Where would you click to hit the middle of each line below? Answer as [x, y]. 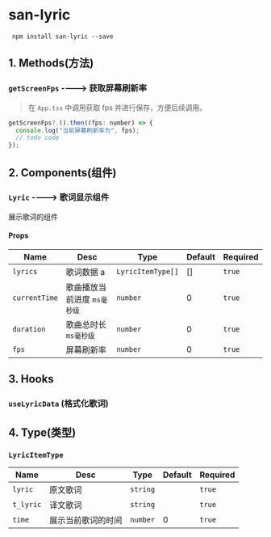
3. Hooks [31, 379]
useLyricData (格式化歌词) [58, 404]
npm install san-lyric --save [63, 36]
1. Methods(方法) [51, 63]
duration [29, 330]
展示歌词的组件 [33, 217]
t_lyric [27, 505]
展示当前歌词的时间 [86, 521]
